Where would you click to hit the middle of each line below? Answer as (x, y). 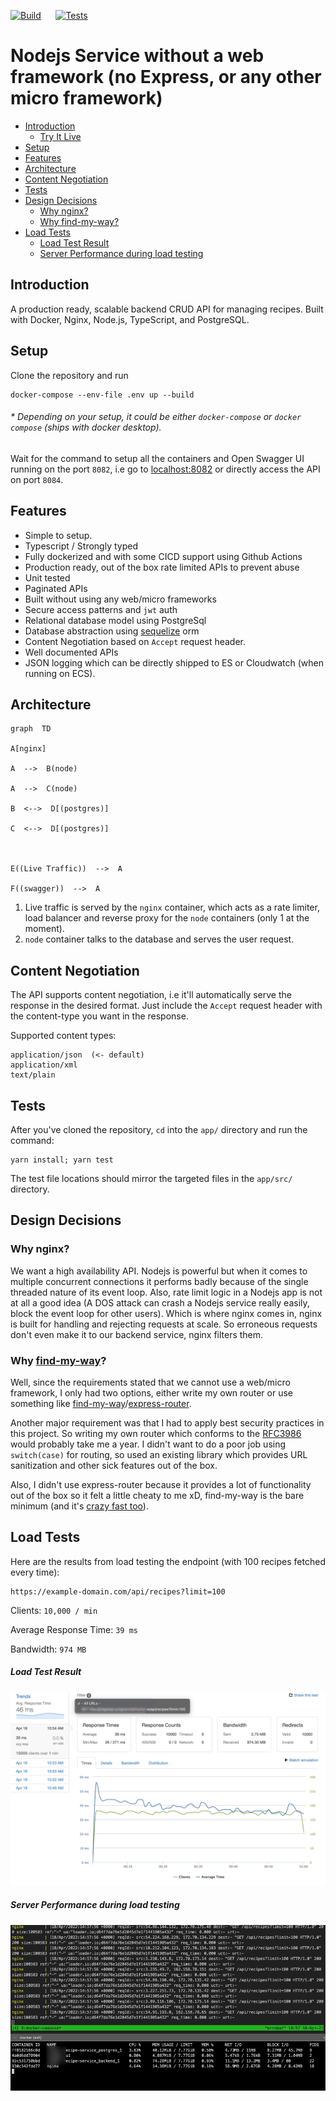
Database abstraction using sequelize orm (112, 631)
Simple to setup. (58, 535)
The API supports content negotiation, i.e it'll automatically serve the (151, 995)
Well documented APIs (71, 652)
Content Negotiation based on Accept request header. (135, 641)
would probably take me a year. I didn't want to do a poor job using (148, 1444)
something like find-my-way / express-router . (101, 1403)
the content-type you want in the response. (99, 1016)
